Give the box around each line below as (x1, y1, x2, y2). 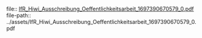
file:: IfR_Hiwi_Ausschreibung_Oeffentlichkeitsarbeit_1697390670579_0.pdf (6, 6, 194, 12)
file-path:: (6, 12, 32, 19)
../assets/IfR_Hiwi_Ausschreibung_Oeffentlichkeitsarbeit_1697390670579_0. (6, 18, 197, 25)
